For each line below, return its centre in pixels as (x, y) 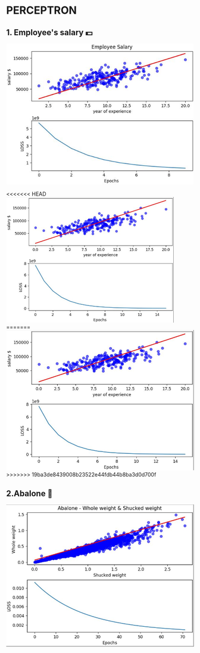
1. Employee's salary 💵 (49, 33)
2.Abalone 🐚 (29, 493)
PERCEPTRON (42, 10)
